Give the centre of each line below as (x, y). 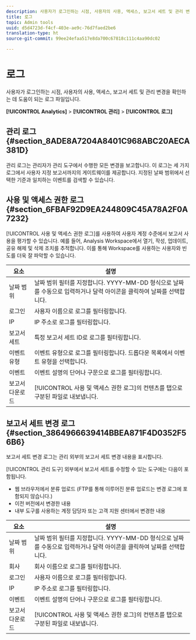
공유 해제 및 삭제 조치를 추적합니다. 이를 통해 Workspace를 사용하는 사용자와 (93, 248)
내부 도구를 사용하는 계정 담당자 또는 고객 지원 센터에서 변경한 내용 (90, 511)
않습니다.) (41, 496)
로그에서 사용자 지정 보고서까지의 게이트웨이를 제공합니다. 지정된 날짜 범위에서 (95, 172)
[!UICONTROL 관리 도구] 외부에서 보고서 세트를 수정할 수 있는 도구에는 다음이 (94, 469)
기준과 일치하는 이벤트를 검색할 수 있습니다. (66, 179)
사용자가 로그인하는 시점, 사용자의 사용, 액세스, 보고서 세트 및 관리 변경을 (88, 92)
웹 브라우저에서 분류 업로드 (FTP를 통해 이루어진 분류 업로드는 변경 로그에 (98, 489)
